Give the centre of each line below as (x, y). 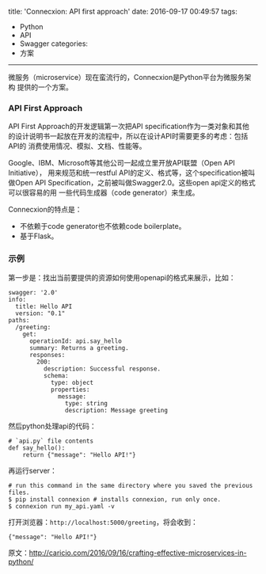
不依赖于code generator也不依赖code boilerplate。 (103, 226)
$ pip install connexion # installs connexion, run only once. (115, 499)
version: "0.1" (40, 313)
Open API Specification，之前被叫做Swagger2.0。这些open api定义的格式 (135, 183)
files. (19, 492)
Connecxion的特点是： (45, 210)
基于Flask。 (39, 236)
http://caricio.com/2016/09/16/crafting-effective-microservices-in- (138, 553)
